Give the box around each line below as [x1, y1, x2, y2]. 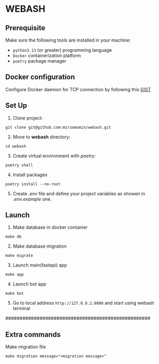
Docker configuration [5, 73, 75, 82]
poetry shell [5, 163, 33, 168]
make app [5, 272, 24, 277]
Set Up [5, 101, 27, 110]
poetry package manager [12, 58, 67, 64]
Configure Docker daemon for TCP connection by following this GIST [5, 86, 151, 92]
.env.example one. [12, 196, 52, 202]
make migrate [5, 253, 33, 258]
